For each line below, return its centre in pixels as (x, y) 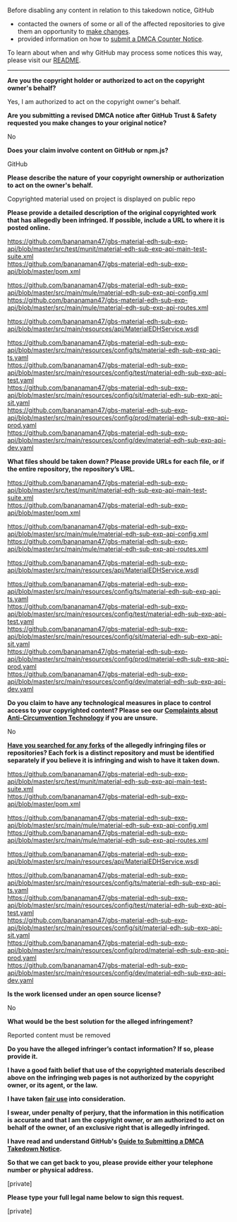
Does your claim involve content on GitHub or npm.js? (88, 150)
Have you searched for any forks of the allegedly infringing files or (107, 745)
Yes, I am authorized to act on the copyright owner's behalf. (94, 101)
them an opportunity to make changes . (74, 31)
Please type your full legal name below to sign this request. (96, 1197)
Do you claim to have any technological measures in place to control (109, 703)
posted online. (29, 228)
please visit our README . (44, 60)
